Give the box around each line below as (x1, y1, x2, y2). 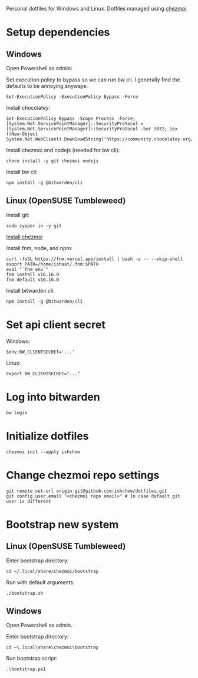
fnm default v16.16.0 (6, 277, 60, 283)
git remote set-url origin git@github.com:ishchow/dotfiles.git (6, 488, 167, 494)
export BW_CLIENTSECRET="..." (6, 371, 81, 376)
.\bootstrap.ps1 (6, 666, 46, 672)
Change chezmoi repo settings (6, 469, 160, 482)
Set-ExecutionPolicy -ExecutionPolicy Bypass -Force (6, 94, 138, 100)
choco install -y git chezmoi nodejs (6, 158, 99, 164)
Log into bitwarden (6, 390, 100, 404)
